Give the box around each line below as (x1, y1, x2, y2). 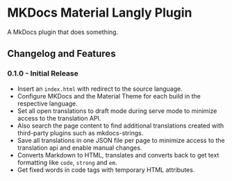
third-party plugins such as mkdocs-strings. (17, 128, 144, 137)
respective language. (17, 99, 78, 107)
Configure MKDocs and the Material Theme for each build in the (17, 92, 201, 100)
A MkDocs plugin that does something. (7, 28, 119, 36)
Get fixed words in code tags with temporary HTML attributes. (17, 165, 195, 174)
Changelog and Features (7, 48, 116, 60)
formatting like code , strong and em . (17, 158, 117, 166)
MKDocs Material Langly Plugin (7, 5, 192, 21)
